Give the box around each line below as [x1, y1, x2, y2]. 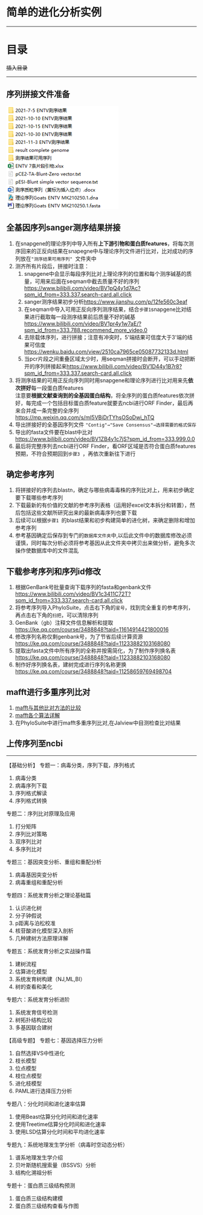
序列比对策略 [14, 830, 47, 838]
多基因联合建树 [14, 1023, 53, 1031]
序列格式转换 [14, 796, 47, 804]
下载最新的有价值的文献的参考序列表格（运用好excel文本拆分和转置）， [14, 501, 190, 509]
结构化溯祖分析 [14, 1168, 53, 1176]
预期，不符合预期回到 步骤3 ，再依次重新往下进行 [14, 450, 136, 457]
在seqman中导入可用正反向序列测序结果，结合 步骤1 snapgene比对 [24, 305, 187, 313]
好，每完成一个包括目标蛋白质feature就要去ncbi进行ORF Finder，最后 [14, 399, 188, 406]
